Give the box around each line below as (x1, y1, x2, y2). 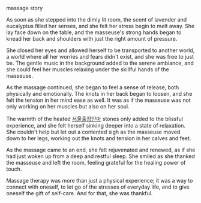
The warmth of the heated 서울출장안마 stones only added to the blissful (6, 116, 183, 122)
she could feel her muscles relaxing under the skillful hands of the (6, 66, 169, 73)
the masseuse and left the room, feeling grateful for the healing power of (6, 159, 186, 166)
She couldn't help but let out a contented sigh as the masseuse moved (6, 128, 181, 135)
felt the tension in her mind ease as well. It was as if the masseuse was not (6, 96, 191, 104)
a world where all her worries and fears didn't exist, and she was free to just (6, 53, 194, 60)
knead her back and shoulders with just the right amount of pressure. (6, 35, 178, 42)
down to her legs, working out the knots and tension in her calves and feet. (6, 135, 191, 142)
